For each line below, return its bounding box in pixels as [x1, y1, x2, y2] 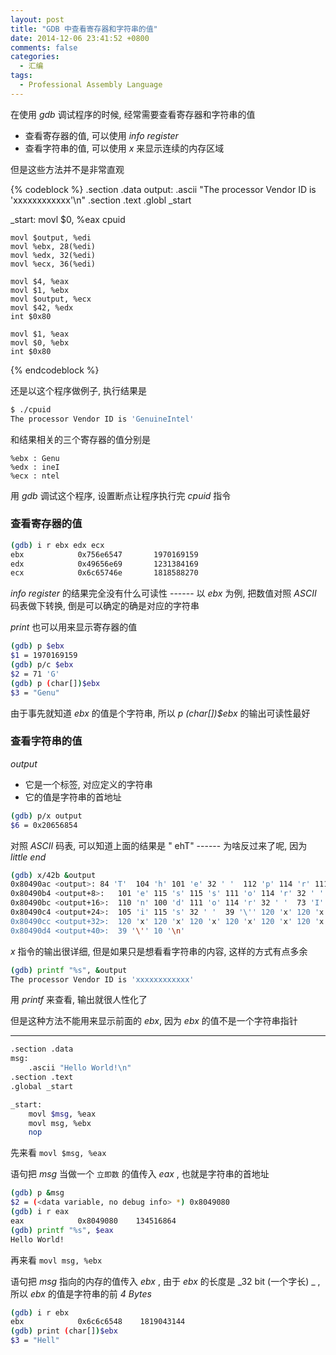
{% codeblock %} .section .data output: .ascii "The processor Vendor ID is [10, 183, 317, 195]
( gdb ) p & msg [10, 1188, 65, 1198]
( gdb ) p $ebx [10, 641, 65, 651]
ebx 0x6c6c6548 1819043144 [10, 1317, 186, 1327]
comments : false [10, 42, 78, 53]
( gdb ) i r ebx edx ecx [10, 540, 105, 550]
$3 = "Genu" [10, 687, 60, 698]
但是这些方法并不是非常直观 [10, 163, 125, 175]
